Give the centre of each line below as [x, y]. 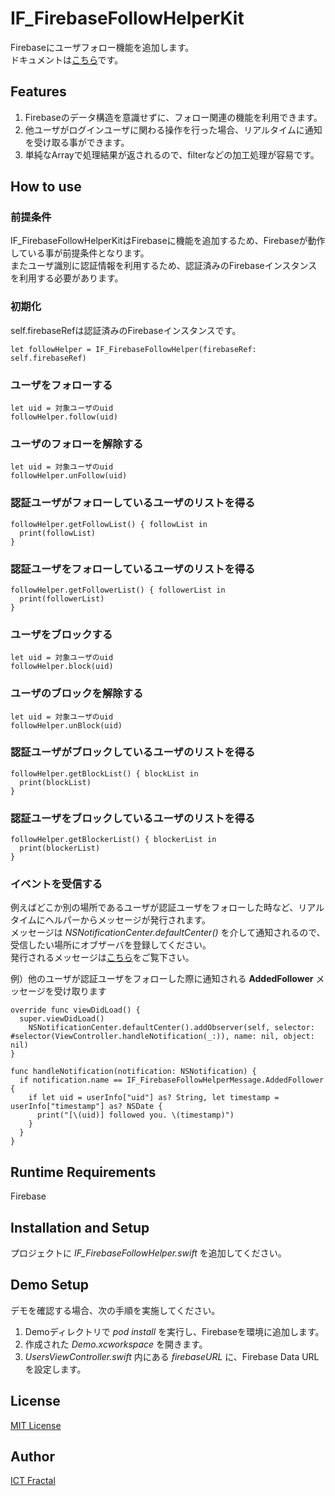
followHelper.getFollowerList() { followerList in [118, 590]
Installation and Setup [80, 1227]
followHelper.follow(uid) [64, 417]
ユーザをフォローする [61, 385]
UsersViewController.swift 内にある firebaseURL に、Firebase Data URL [172, 1356]
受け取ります [80, 991]
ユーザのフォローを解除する [77, 444]
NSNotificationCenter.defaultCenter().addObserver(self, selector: [171, 1028]
